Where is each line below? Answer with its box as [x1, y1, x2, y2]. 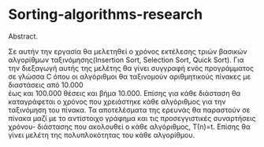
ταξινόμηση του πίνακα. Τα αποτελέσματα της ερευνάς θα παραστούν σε [8, 105, 251, 115]
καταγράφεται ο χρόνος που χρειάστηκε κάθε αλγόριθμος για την [8, 97, 226, 106]
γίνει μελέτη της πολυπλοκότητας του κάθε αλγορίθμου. [8, 130, 195, 139]
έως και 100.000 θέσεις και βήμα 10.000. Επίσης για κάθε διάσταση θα [8, 88, 241, 97]
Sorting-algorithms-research [8, 6, 203, 24]
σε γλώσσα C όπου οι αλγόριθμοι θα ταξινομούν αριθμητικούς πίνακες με [8, 72, 251, 81]
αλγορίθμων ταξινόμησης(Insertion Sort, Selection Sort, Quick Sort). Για [8, 55, 244, 64]
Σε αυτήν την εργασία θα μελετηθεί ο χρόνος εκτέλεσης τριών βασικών [8, 46, 247, 56]
